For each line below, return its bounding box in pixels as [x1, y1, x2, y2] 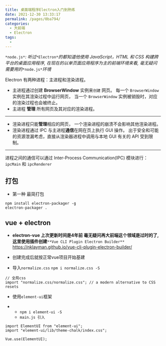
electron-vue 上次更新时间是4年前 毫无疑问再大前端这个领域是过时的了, [12, 232, 159, 238]
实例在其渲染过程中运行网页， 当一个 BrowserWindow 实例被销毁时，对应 [12, 93, 158, 99]
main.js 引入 [19, 315, 45, 320]
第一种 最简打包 [12, 191, 44, 197]
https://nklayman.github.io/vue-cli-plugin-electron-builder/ [12, 244, 132, 250]
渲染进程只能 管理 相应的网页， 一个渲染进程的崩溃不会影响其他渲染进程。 [12, 121, 161, 127]
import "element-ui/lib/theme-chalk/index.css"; [5, 328, 107, 333]
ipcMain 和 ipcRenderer [5, 161, 52, 167]
